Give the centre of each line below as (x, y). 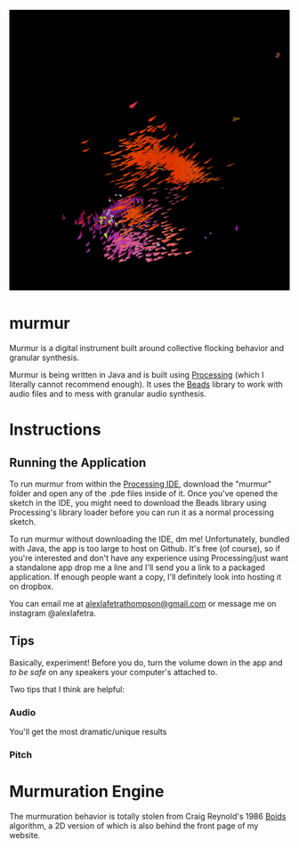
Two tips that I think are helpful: (67, 689)
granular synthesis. (44, 357)
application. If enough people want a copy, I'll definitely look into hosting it (145, 576)
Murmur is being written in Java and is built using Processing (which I (137, 374)
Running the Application (78, 463)
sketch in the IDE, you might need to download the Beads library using (138, 502)
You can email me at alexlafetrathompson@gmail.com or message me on (143, 603)
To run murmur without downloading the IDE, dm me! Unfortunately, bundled (149, 539)
